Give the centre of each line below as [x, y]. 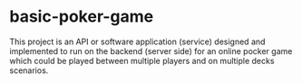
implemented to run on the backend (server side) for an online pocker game [151, 51]
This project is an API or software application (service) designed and [137, 41]
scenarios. [29, 70]
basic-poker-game [82, 17]
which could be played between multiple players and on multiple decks [142, 60]
